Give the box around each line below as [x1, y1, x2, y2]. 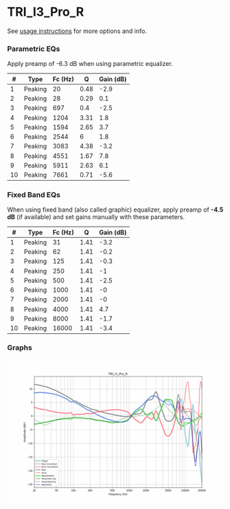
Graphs [7, 343, 32, 352]
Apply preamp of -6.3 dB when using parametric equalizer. [7, 60, 173, 68]
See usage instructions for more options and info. [7, 27, 148, 35]
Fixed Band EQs [7, 190, 60, 199]
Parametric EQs [7, 44, 60, 54]
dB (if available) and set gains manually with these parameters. [7, 213, 185, 221]
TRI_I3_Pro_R [7, 4, 84, 20]
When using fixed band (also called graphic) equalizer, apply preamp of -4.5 [7, 205, 224, 214]
